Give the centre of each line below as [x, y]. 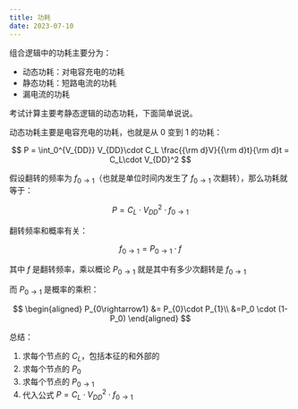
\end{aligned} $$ [160, 319]
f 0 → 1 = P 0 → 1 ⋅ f [150, 249]
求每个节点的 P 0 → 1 [58, 383]
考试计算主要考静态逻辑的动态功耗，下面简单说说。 [103, 113]
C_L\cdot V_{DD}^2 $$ [150, 159]
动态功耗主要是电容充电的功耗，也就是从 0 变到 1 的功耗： [116, 132]
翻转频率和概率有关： [48, 230]
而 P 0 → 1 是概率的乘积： [54, 290]
